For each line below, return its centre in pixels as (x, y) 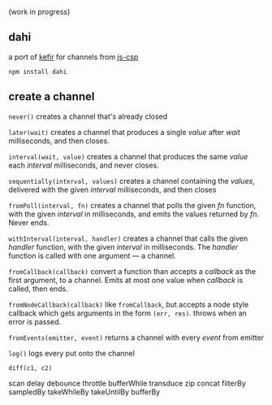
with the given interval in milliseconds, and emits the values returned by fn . (134, 214)
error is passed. (35, 321)
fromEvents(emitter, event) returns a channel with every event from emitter (136, 337)
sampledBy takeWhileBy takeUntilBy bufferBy (84, 392)
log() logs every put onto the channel (72, 353)
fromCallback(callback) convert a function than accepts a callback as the (132, 271)
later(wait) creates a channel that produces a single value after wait (125, 132)
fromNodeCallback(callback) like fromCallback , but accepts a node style (129, 304)
